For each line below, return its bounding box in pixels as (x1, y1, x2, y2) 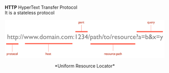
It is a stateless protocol (5, 10, 55, 16)
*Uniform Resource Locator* (54, 63, 115, 69)
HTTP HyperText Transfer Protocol (5, 5, 78, 10)
